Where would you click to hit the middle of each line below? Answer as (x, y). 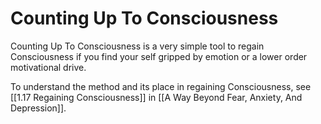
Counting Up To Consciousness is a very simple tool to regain (137, 46)
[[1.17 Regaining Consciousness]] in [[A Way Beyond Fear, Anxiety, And (156, 97)
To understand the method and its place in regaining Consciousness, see (161, 86)
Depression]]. (38, 108)
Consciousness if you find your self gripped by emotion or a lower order (159, 56)
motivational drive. (48, 67)
